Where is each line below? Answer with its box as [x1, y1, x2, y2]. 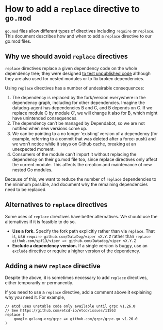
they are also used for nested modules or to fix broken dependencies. [5, 75, 145, 81]
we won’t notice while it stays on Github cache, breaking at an [12, 141, 136, 147]
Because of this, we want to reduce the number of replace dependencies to [5, 176, 157, 182]
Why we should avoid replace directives [5, 52, 128, 61]
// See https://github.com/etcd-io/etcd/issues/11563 [5, 308, 116, 313]
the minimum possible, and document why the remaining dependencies [5, 181, 148, 187]
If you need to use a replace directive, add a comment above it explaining [5, 289, 152, 295]
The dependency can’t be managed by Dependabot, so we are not [12, 120, 145, 126]
